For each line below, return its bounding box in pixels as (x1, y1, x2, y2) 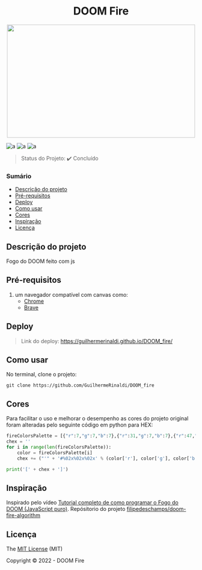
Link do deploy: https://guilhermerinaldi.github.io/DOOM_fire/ (20, 337, 173, 344)
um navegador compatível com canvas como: (14, 291, 128, 298)
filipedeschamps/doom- (126, 505, 186, 513)
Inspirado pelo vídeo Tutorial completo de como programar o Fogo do (6, 499, 179, 506)
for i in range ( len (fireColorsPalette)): (6, 445, 112, 451)
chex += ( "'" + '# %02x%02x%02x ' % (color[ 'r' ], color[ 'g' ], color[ (17, 455, 189, 461)
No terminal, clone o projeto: (6, 371, 77, 378)
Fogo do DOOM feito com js (6, 258, 75, 265)
